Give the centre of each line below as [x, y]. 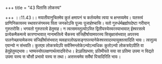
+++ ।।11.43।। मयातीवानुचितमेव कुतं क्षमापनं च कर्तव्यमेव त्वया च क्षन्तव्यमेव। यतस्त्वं [74, 18]
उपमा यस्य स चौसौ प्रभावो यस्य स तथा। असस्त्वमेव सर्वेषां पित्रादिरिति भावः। [63, 57]
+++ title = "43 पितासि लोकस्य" [33, 8]
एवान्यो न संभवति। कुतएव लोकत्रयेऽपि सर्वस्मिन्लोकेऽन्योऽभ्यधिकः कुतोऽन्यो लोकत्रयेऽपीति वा [75, 45]
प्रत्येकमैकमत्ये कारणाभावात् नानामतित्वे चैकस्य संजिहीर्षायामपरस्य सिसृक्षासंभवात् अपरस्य [72, 34]
